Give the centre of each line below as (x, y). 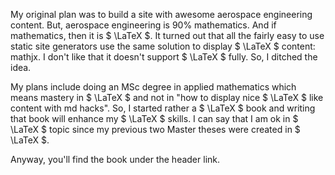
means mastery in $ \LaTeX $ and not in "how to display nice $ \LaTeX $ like (167, 97)
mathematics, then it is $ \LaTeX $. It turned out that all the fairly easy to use (167, 35)
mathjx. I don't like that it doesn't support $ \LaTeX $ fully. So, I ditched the (164, 57)
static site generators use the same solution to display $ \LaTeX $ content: (163, 46)
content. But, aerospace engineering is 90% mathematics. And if (143, 25)
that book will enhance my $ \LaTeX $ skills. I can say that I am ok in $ (154, 118)
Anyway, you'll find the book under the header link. (115, 159)
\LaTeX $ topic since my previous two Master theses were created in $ (155, 129)
